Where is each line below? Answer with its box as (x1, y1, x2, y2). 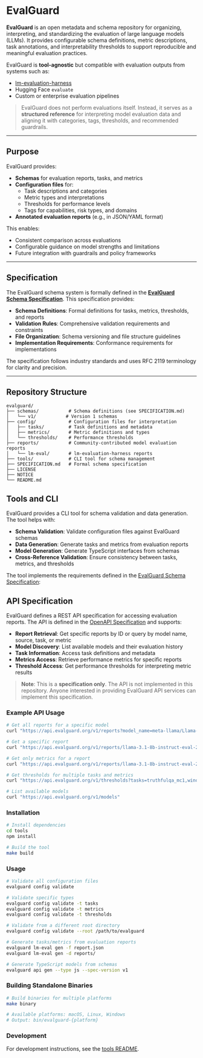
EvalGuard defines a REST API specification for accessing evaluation (6, 612, 177, 619)
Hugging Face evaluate (14, 85, 74, 93)
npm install (6, 834, 36, 840)
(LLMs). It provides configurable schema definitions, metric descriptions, (6, 36, 188, 44)
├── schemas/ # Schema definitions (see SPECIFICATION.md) (6, 408, 185, 414)
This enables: (6, 225, 40, 232)
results (14, 669, 33, 676)
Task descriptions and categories (24, 187, 108, 195)
